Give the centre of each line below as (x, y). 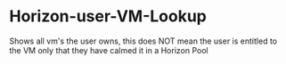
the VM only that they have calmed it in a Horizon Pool (109, 50)
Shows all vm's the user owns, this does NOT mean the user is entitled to (143, 41)
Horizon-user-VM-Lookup (108, 16)
